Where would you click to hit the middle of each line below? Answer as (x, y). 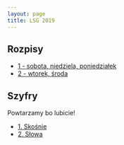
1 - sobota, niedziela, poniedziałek (67, 66)
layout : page (26, 14)
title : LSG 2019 (31, 21)
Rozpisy (25, 49)
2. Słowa (30, 134)
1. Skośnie (32, 127)
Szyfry (23, 96)
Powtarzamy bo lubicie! (41, 113)
